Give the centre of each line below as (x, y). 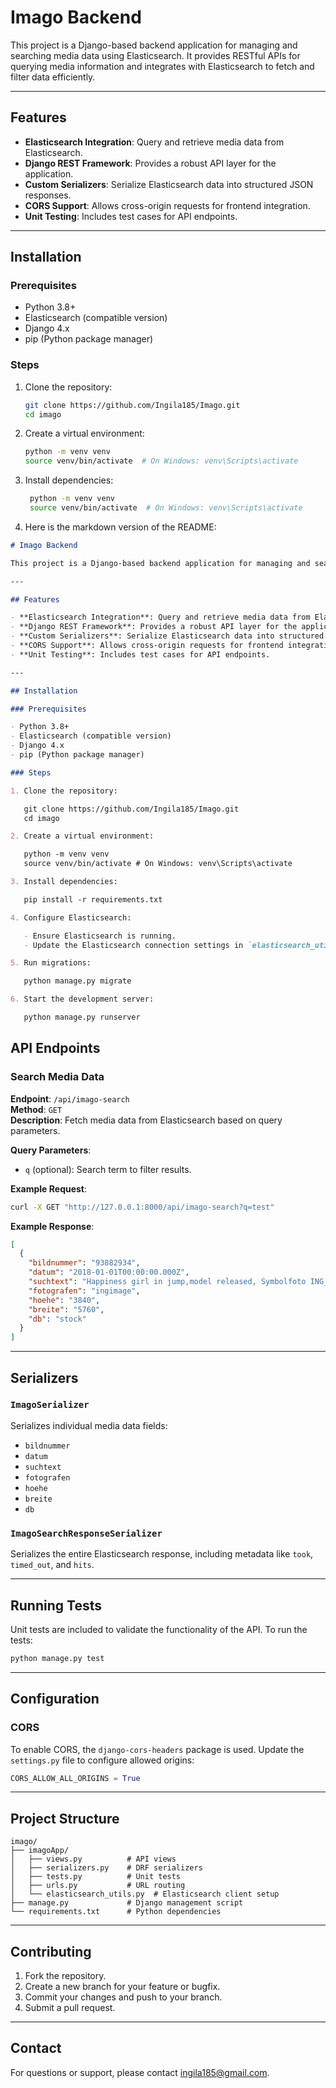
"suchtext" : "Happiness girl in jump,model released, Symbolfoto (167, 1282)
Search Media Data (57, 1077)
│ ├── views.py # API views (93, 1859)
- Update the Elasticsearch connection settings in (133, 945)
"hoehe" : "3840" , (64, 1300)
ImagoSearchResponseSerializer (86, 1533)
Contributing (51, 1951)
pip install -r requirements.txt (93, 899)
